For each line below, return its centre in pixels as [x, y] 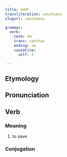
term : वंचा [23, 37]
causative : [25, 50]
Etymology [22, 78]
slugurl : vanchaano [25, 19]
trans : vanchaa [29, 41]
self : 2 [26, 55]
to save [20, 136]
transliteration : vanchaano [34, 14]
